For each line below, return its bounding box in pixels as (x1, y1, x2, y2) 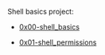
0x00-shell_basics (18, 22, 80, 31)
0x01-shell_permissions (18, 37, 97, 47)
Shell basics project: (7, 7, 74, 16)
